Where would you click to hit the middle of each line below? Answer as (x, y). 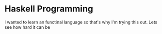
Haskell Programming (49, 9)
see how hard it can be (27, 27)
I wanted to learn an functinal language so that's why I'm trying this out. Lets (81, 22)
